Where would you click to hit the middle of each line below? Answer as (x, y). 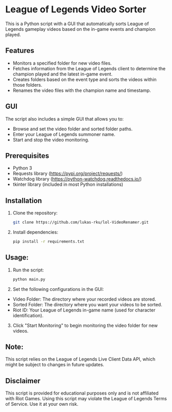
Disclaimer (23, 381)
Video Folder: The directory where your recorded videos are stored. (84, 299)
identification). (28, 315)
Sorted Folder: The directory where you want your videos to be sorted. (88, 304)
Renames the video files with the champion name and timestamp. (82, 90)
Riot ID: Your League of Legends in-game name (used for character (84, 310)
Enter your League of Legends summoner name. (64, 134)
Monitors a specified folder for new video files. (62, 63)
